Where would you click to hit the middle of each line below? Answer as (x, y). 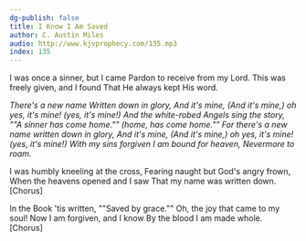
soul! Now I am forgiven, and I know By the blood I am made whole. (136, 218)
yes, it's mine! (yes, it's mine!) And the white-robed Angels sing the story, (147, 115)
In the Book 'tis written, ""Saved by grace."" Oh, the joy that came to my (145, 209)
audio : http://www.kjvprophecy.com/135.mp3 (94, 43)
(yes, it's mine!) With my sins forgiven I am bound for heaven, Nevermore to (152, 144)
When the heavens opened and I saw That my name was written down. (143, 181)
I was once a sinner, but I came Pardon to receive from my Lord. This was (148, 78)
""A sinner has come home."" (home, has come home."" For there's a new (148, 125)
